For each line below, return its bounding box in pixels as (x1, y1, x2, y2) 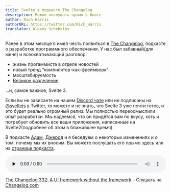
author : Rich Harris (5, 17, 50, 22)
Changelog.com (5, 182, 39, 188)
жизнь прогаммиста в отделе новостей (12, 61, 99, 67)
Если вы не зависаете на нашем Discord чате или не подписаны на (5, 98, 152, 104)
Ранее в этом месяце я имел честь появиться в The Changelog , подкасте (5, 40, 166, 46)
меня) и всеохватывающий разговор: (5, 52, 87, 58)
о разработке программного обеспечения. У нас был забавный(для (5, 46, 154, 52)
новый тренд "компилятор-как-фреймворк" (12, 67, 109, 73)
